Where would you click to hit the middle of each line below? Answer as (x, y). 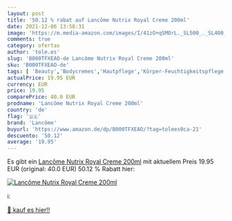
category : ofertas (33, 46)
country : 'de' (28, 110)
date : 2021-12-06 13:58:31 (46, 26)
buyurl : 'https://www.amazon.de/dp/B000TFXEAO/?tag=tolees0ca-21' (105, 129)
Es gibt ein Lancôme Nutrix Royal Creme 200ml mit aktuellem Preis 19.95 (110, 162)
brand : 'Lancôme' (32, 123)
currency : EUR (28, 84)
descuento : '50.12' (35, 135)
